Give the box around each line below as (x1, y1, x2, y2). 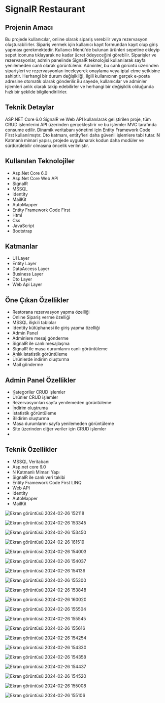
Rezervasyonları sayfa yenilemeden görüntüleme (12, 400, 112, 406)
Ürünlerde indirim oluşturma (12, 356, 69, 362)
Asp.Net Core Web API (12, 175, 59, 181)
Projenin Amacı (5, 23, 53, 32)
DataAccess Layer (12, 266, 50, 272)
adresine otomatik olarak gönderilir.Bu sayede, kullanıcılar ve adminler (5, 78, 147, 84)
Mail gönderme (12, 362, 43, 368)
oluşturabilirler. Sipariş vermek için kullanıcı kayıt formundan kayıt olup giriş (5, 42, 158, 47)
